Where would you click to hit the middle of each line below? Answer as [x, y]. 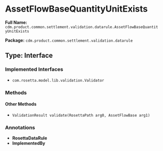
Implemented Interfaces [34, 69]
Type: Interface [29, 56]
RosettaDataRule [30, 138]
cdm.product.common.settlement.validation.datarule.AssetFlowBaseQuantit [82, 27]
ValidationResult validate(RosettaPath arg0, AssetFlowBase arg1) [81, 115]
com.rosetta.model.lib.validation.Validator [58, 80]
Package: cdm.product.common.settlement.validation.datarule [69, 40]
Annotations [20, 127]
